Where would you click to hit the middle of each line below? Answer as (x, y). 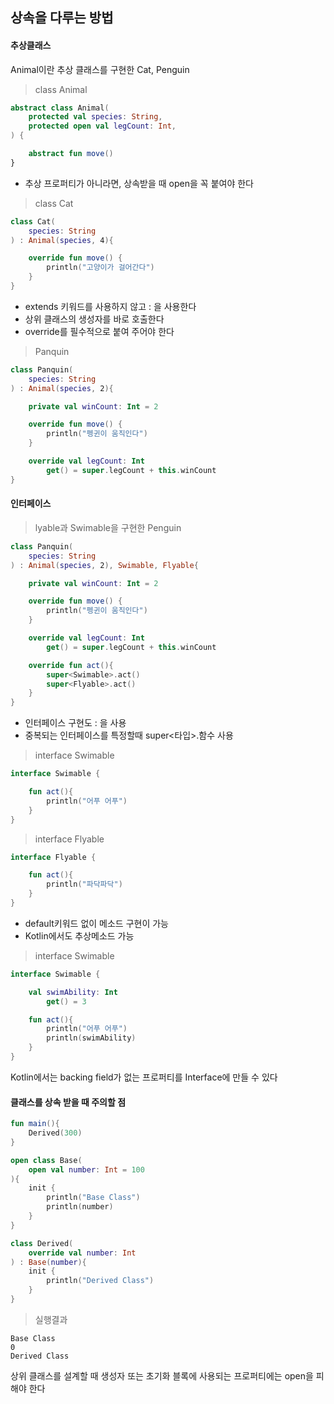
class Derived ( (42, 1243)
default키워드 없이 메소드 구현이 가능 (96, 923)
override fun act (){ (71, 665)
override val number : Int (82, 1253)
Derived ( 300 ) (55, 1133)
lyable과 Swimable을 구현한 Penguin (108, 527)
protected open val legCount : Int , (102, 126)
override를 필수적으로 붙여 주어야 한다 (99, 331)
